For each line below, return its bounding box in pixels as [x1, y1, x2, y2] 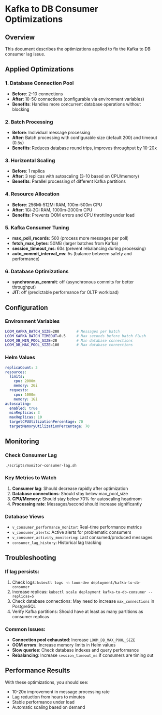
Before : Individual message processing [12, 129, 90, 135]
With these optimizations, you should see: [5, 679, 88, 685]
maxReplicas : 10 [9, 415, 42, 420]
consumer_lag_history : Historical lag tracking [12, 540, 102, 545]
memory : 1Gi [14, 397, 38, 401]
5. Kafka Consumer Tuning [5, 224, 69, 231]
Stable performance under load [12, 699, 75, 705]
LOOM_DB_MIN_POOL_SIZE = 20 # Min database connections [5, 338, 133, 343]
